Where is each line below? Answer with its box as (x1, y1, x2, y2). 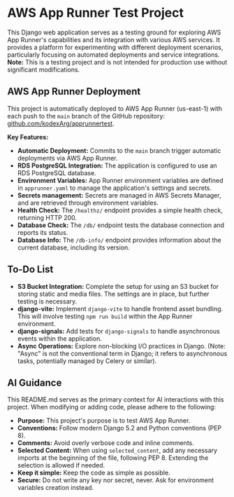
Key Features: (7, 132, 49, 141)
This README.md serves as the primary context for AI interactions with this (7, 395, 224, 404)
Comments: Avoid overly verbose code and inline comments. (17, 439, 194, 447)
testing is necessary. (17, 297, 78, 306)
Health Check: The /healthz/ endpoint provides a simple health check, (17, 205, 224, 215)
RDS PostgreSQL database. (17, 168, 96, 177)
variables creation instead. (17, 484, 94, 492)
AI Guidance (7, 376, 62, 388)
